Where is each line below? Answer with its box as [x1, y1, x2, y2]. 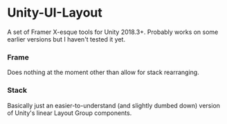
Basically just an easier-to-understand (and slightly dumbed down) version [7, 101, 220, 109]
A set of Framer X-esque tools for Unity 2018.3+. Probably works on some [7, 28, 219, 36]
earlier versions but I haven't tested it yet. [7, 35, 126, 43]
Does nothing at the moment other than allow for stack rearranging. [7, 68, 199, 77]
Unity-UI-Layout [7, 5, 102, 21]
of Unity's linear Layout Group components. [7, 109, 132, 117]
